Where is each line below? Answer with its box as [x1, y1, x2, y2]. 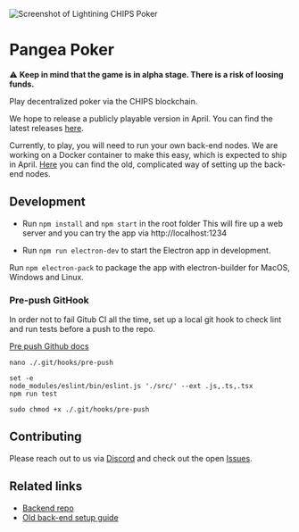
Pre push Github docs [9, 341, 89, 352]
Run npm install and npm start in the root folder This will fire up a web [21, 218, 284, 229]
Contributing [9, 429, 82, 445]
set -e [9, 374, 34, 383]
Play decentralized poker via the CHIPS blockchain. [9, 96, 198, 106]
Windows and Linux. [9, 271, 85, 282]
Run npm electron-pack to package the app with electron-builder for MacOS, [9, 262, 290, 272]
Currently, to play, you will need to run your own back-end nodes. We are [9, 139, 278, 151]
